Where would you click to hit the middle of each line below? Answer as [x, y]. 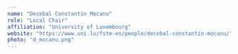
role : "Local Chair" [38, 20]
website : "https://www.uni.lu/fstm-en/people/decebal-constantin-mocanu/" [120, 33]
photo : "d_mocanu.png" [41, 40]
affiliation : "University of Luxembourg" [69, 27]
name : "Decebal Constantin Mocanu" [60, 14]
